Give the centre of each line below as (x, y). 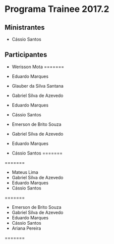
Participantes (26, 55)
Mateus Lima (25, 172)
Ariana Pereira (26, 228)
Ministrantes (25, 27)
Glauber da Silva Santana (38, 86)
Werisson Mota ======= (38, 67)
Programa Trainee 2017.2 (57, 9)
